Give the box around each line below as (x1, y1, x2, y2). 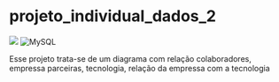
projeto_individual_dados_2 (9, 6, 217, 26)
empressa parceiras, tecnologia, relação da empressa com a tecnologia (9, 63, 270, 73)
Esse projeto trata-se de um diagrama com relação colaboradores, (9, 53, 252, 63)
